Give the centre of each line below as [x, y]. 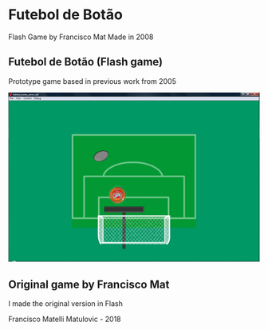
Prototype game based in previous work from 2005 [93, 81]
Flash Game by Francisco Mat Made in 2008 [81, 37]
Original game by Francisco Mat [89, 284]
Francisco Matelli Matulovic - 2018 [65, 319]
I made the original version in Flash [66, 304]
